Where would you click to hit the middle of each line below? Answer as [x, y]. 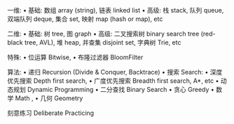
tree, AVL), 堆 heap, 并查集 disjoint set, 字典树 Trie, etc [103, 42]
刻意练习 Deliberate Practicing [51, 113]
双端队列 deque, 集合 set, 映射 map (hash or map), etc [85, 19]
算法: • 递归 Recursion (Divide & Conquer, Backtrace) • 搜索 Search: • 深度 [115, 72]
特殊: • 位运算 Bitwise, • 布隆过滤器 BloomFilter [75, 57]
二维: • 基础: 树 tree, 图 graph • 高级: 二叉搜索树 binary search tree [103, 34]
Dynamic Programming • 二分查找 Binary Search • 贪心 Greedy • [121, 90]
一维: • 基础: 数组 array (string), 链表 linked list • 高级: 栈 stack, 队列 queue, [116, 10]
